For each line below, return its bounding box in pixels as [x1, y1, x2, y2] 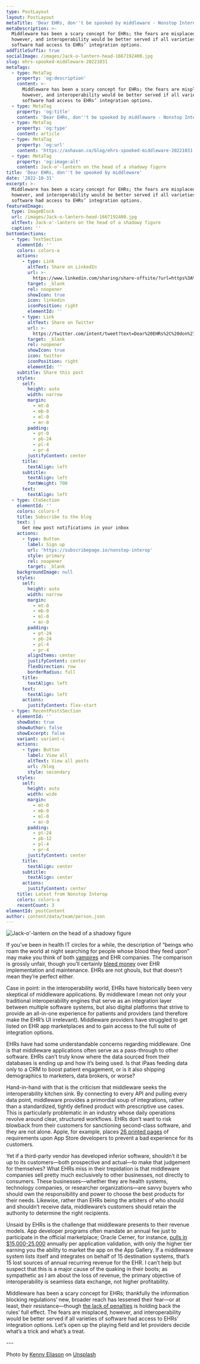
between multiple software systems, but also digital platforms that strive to [6, 1003, 189, 1011]
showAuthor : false [17, 725, 62, 731]
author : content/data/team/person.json [6, 913, 105, 919]
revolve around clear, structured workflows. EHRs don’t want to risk [6, 1116, 171, 1123]
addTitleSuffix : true [6, 48, 60, 54]
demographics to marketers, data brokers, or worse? [6, 1072, 136, 1079]
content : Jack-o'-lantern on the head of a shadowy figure [17, 164, 167, 170]
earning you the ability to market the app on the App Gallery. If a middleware [6, 1246, 193, 1254]
